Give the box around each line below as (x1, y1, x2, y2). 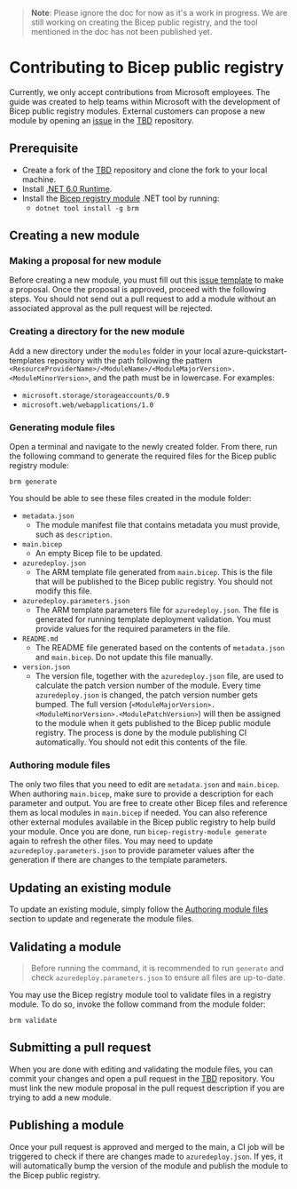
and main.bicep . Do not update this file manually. (35, 652, 214, 663)
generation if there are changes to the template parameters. (9, 855, 228, 866)
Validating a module (9, 939, 121, 954)
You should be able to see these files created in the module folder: (9, 493, 252, 504)
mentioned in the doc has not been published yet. (30, 27, 213, 36)
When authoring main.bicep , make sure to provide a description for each (9, 788, 274, 799)
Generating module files (9, 421, 115, 434)
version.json (21, 663, 71, 672)
